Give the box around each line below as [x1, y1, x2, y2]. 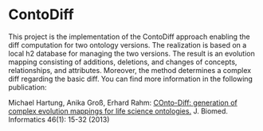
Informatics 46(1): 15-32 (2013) [8, 114, 110, 124]
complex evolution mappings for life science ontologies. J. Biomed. [8, 106, 229, 116]
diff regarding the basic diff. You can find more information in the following [8, 74, 253, 83]
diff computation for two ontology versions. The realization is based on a [8, 40, 247, 49]
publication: [8, 82, 47, 92]
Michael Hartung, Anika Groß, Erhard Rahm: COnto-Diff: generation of [8, 98, 237, 107]
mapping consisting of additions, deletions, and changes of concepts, [8, 57, 237, 67]
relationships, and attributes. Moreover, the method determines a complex [8, 65, 252, 75]
